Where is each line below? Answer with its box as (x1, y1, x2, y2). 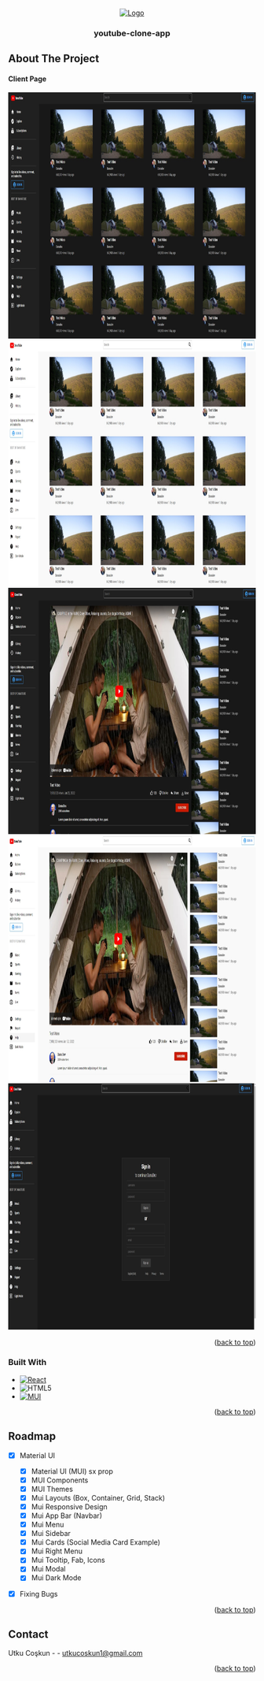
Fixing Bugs (19, 1589, 58, 1598)
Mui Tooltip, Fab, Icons (31, 1556, 105, 1565)
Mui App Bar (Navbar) (31, 1511, 102, 1520)
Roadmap (8, 1430, 57, 1443)
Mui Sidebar (31, 1529, 71, 1538)
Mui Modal (31, 1564, 66, 1574)
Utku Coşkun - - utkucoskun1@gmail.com (8, 1649, 143, 1658)
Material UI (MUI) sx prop (31, 1466, 114, 1476)
